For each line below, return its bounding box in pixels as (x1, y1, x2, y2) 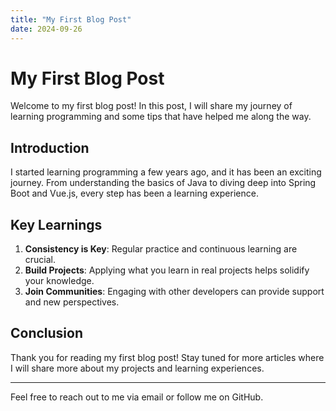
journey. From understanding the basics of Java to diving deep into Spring (10, 177, 317, 189)
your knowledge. (24, 275, 95, 287)
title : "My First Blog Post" (10, 14, 132, 25)
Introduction (10, 139, 90, 156)
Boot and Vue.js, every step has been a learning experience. (10, 187, 259, 200)
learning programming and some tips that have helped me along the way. (10, 111, 312, 123)
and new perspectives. (24, 296, 120, 308)
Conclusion (10, 325, 84, 342)
